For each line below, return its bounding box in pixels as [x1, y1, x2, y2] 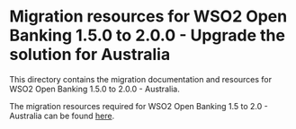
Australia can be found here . [9, 110, 115, 121]
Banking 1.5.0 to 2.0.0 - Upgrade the [9, 25, 286, 46]
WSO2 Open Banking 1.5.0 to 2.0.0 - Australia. [9, 83, 180, 94]
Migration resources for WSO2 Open [9, 6, 288, 27]
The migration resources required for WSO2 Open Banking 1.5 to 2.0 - [9, 100, 268, 111]
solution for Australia [9, 45, 171, 64]
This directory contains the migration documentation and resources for [9, 73, 273, 84]
